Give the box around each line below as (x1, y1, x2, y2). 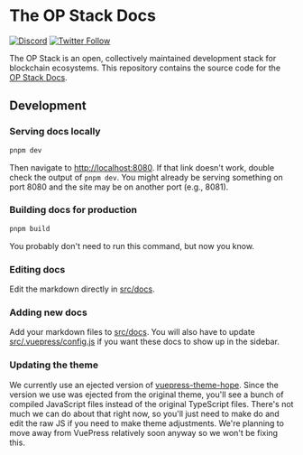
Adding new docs (9, 306, 87, 319)
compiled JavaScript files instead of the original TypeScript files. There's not (9, 398, 294, 409)
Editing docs (9, 263, 66, 275)
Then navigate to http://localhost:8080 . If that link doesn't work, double (9, 162, 275, 172)
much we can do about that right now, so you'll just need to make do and (9, 408, 280, 419)
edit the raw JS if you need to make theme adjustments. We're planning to (9, 417, 284, 429)
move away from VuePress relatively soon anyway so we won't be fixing (9, 427, 278, 438)
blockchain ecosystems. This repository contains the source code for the (9, 62, 281, 73)
